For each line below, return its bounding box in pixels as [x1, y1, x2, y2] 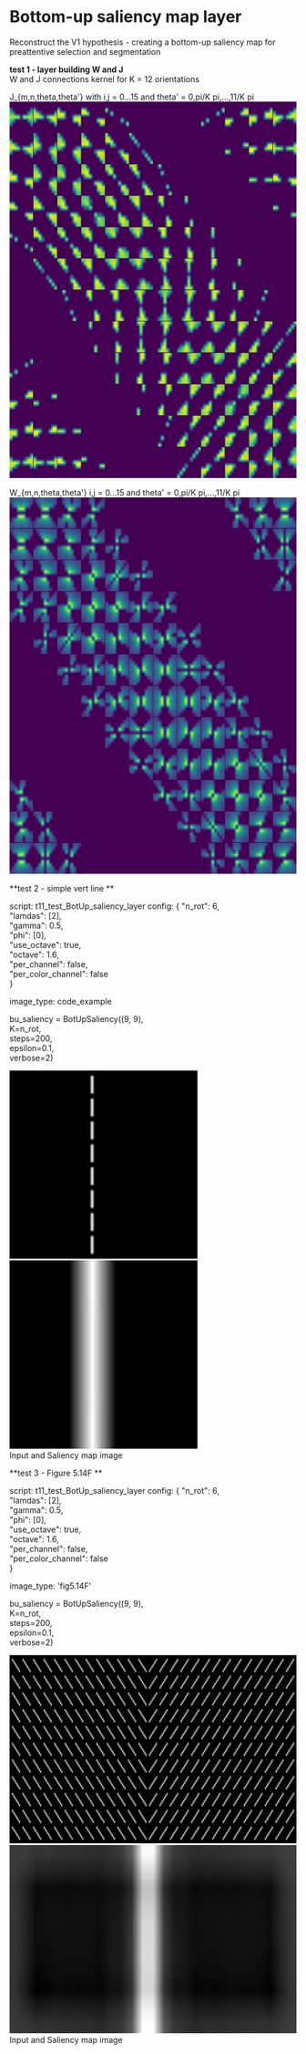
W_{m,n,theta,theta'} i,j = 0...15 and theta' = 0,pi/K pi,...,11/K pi [9, 486, 240, 498]
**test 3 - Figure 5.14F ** [9, 1467, 103, 1478]
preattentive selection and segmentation [9, 46, 161, 57]
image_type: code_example [9, 996, 112, 1006]
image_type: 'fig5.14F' [9, 1580, 92, 1591]
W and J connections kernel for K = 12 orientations [9, 73, 200, 84]
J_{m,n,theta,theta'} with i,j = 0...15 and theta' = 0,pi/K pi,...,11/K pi [9, 91, 255, 102]
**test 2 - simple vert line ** [9, 882, 115, 893]
